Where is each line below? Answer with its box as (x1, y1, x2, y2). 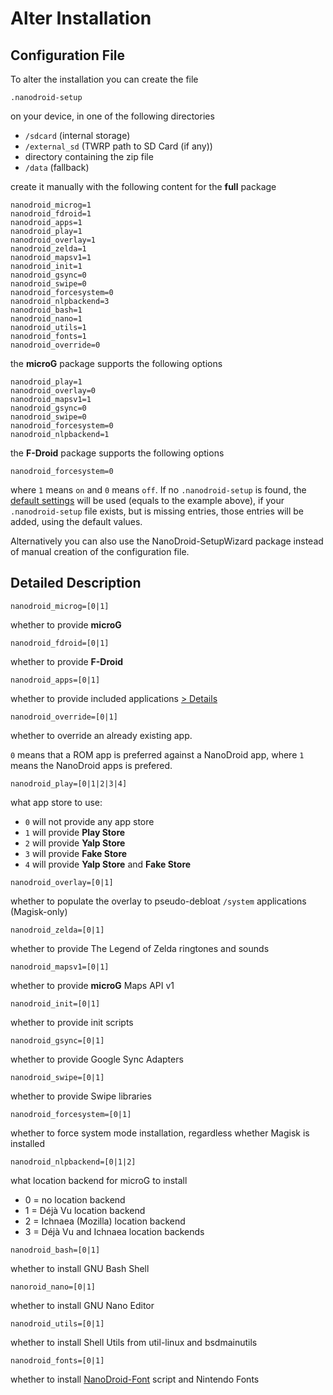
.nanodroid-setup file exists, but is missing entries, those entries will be (10, 505, 305, 517)
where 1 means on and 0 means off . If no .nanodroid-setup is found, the (10, 484, 307, 496)
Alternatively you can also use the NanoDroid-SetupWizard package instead (10, 535, 324, 547)
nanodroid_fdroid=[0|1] (10, 638, 110, 648)
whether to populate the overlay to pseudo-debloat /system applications (10, 895, 307, 907)
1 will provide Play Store (24, 826, 126, 838)
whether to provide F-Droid (10, 655, 124, 667)
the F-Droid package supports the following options (10, 447, 225, 459)
